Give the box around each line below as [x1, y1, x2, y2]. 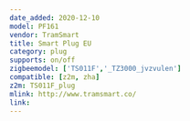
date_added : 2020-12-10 [9, 13, 100, 23]
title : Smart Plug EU [9, 38, 92, 48]
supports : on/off [9, 55, 76, 65]
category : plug [9, 47, 68, 56]
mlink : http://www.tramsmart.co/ [9, 89, 137, 98]
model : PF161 [9, 22, 59, 31]
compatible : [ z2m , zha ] [9, 73, 100, 82]
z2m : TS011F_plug [9, 81, 76, 90]
